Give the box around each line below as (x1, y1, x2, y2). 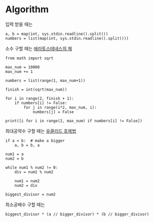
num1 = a (5, 151, 24, 157)
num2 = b (5, 156, 24, 161)
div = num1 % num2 (14, 169, 54, 174)
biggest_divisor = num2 (5, 192, 56, 197)
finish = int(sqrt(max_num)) (5, 87, 67, 92)
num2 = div (14, 183, 38, 188)
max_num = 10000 (5, 64, 40, 70)
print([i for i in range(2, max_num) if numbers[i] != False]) (5, 118, 143, 123)
